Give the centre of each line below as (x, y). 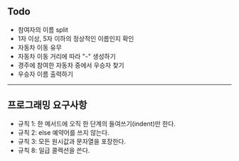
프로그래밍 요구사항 (47, 105)
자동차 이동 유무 (39, 47)
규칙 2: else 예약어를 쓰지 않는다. (63, 132)
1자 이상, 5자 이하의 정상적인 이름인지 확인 (76, 38)
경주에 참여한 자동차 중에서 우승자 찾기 (71, 65)
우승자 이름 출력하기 (45, 74)
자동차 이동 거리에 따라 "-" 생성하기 (67, 56)
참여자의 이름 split (43, 29)
